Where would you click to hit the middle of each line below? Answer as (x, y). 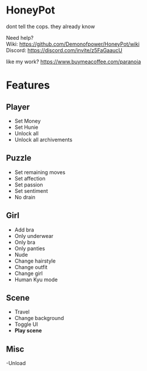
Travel (22, 312)
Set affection (30, 178)
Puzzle (19, 158)
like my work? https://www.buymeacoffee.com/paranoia (73, 62)
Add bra (24, 230)
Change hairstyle (35, 261)
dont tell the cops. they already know (50, 26)
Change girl (28, 273)
